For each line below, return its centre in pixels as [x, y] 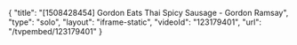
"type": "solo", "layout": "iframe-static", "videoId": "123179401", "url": [135, 22]
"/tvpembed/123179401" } [56, 31]
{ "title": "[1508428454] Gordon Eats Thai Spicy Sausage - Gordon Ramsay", [148, 13]
